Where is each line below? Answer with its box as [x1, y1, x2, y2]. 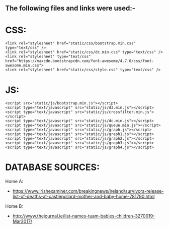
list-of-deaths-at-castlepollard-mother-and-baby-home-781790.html [12, 194, 155, 200]
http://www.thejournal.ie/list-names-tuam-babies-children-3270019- [12, 213, 155, 219]
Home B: [5, 203, 24, 209]
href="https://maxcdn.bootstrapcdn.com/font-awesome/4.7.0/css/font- [5, 59, 154, 64]
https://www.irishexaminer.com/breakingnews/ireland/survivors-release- [12, 188, 164, 194]
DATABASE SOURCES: [5, 161, 100, 173]
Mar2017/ [12, 218, 33, 224]
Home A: [5, 179, 24, 185]
